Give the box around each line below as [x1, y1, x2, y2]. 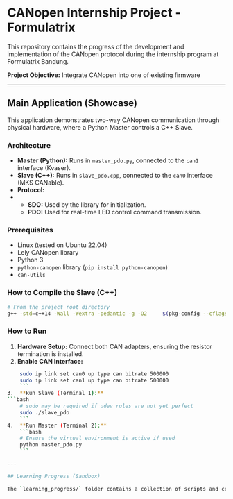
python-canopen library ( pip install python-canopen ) [17, 263, 169, 271]
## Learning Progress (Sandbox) [7, 473, 101, 480]
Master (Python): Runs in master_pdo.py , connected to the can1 [17, 156, 199, 164]
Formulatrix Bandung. [7, 57, 69, 65]
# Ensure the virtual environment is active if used [19, 435, 175, 442]
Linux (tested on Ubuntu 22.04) [17, 241, 107, 249]
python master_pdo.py [19, 441, 82, 448]
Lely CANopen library [17, 248, 79, 257]
